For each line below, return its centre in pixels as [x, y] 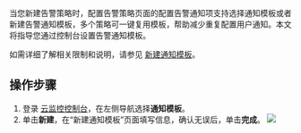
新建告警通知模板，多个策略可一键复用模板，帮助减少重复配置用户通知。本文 [150, 24]
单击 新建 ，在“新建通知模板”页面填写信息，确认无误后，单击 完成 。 [144, 120]
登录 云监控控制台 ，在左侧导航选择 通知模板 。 [106, 108]
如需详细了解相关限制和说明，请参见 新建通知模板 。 [104, 54]
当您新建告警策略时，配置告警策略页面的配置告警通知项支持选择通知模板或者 [150, 13]
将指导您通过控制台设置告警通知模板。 [80, 35]
